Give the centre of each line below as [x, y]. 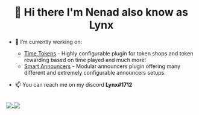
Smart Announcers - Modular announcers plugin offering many [102, 66]
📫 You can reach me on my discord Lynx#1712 [74, 84]
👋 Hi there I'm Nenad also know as [101, 12]
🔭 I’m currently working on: [49, 42]
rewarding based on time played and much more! [85, 60]
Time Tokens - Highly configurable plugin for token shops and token [109, 53]
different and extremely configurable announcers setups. [95, 72]
